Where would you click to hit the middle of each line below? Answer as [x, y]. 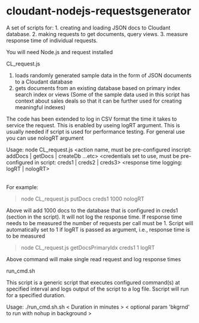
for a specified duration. [36, 295]
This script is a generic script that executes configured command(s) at [93, 282]
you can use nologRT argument [45, 138]
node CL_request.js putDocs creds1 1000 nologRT [83, 199]
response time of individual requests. [52, 40]
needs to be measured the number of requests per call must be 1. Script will [100, 223]
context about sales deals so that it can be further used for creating [98, 101]
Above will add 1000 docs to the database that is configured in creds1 [92, 210]
